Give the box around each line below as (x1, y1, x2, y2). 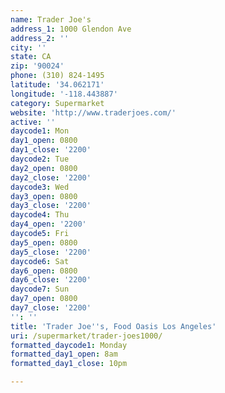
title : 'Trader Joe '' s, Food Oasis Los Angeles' (10, 321, 217, 331)
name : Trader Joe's (10, 14, 92, 25)
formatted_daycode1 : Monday (10, 340, 128, 350)
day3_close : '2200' (10, 201, 92, 211)
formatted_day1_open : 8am (10, 349, 118, 360)
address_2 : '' (10, 33, 70, 43)
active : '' (10, 117, 56, 127)
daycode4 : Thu (10, 210, 70, 220)
